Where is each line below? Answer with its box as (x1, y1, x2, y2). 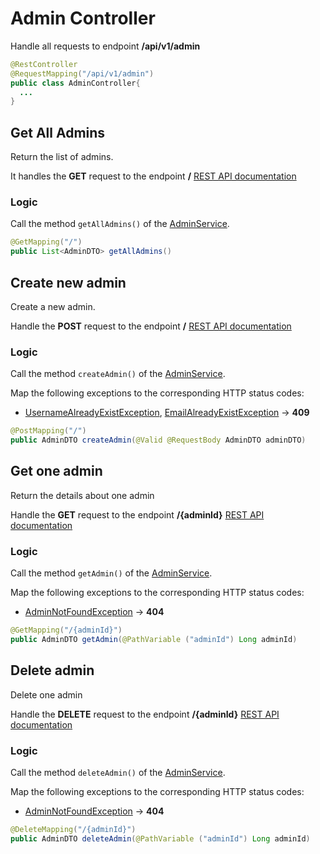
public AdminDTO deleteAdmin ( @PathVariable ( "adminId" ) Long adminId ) (10, 833, 311, 844)
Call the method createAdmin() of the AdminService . (10, 368, 226, 380)
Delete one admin (10, 688, 83, 701)
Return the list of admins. (10, 151, 114, 163)
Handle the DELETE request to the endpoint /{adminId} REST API (10, 708, 280, 720)
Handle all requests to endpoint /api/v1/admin (10, 40, 201, 52)
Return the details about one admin (10, 489, 155, 501)
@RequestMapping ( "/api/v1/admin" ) (10, 68, 155, 79)
